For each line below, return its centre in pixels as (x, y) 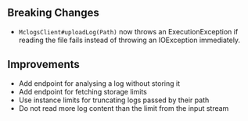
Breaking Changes (53, 13)
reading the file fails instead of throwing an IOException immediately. (129, 40)
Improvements (43, 64)
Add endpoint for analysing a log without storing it (99, 83)
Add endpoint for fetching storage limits (83, 91)
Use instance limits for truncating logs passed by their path (114, 100)
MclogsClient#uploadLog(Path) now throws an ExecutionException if (128, 31)
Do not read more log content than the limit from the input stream (124, 108)
